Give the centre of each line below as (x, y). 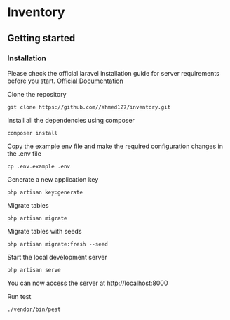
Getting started (41, 38)
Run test (19, 296)
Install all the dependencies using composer (71, 120)
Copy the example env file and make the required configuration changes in (115, 146)
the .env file (25, 153)
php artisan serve (34, 270)
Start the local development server (57, 257)
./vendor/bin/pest (34, 309)
